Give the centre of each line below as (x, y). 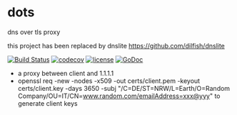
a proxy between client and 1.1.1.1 (66, 73)
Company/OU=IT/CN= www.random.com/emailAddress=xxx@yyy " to (119, 96)
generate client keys (47, 103)
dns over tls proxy (34, 32)
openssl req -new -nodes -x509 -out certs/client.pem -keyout (109, 81)
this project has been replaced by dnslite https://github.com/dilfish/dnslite (116, 45)
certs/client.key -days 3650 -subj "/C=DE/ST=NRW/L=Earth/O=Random (124, 88)
